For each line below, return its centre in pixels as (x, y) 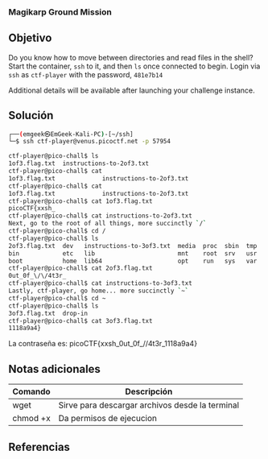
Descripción (148, 391)
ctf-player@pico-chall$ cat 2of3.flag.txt (80, 268)
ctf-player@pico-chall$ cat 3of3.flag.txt (80, 320)
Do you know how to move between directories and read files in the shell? (131, 57)
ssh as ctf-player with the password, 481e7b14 (86, 74)
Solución (31, 116)
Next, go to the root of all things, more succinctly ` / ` (107, 224)
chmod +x (31, 419)
